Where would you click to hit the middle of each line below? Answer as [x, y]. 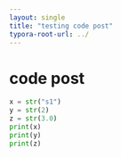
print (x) [25, 127]
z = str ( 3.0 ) [33, 119]
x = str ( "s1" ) [36, 102]
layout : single [37, 17]
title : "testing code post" [61, 26]
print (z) [25, 144]
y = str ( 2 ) [29, 111]
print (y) [25, 135]
